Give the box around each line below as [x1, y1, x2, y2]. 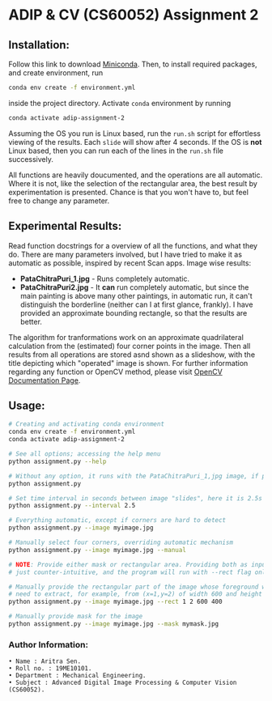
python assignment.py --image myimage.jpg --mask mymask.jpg [8, 620, 219, 628]
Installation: [8, 38, 70, 52]
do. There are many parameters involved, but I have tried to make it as [8, 249, 243, 259]
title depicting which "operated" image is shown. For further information [8, 358, 249, 367]
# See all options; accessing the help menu [8, 450, 161, 458]
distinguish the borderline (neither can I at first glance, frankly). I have [19, 300, 253, 309]
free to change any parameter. [8, 196, 110, 206]
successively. [8, 154, 54, 164]
